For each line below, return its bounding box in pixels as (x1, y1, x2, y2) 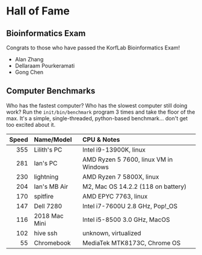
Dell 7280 (34, 201, 63, 210)
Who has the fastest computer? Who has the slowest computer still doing (6, 102, 188, 109)
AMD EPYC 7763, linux (82, 192, 148, 200)
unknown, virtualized (82, 229, 141, 237)
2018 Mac (34, 212, 64, 220)
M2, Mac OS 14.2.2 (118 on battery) (82, 182, 187, 191)
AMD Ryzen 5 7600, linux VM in (82, 155, 173, 164)
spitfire (34, 192, 54, 200)
